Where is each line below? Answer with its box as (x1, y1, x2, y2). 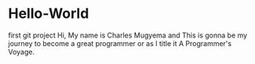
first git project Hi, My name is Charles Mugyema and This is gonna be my (8, 30, 248, 40)
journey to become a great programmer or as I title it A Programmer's (8, 38, 232, 48)
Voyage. (8, 47, 35, 56)
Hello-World (8, 5, 89, 23)
